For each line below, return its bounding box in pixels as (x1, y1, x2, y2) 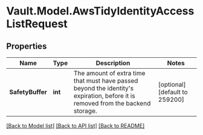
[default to (158, 88, 188, 96)
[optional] (158, 80, 186, 89)
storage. (73, 107, 98, 115)
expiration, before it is (73, 92, 135, 100)
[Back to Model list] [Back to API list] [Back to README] (6, 122, 145, 129)
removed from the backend (73, 99, 151, 107)
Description (95, 59, 130, 67)
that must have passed (73, 77, 138, 85)
